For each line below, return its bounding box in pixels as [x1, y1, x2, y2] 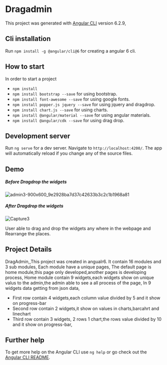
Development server [5, 132, 70, 140]
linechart [12, 310, 31, 316]
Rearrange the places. [5, 230, 51, 236]
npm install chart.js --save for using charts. [12, 107, 108, 113]
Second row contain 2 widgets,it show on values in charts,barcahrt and [12, 305, 159, 311]
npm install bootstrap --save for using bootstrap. [12, 91, 117, 97]
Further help [5, 335, 45, 344]
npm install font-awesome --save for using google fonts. [12, 96, 130, 102]
